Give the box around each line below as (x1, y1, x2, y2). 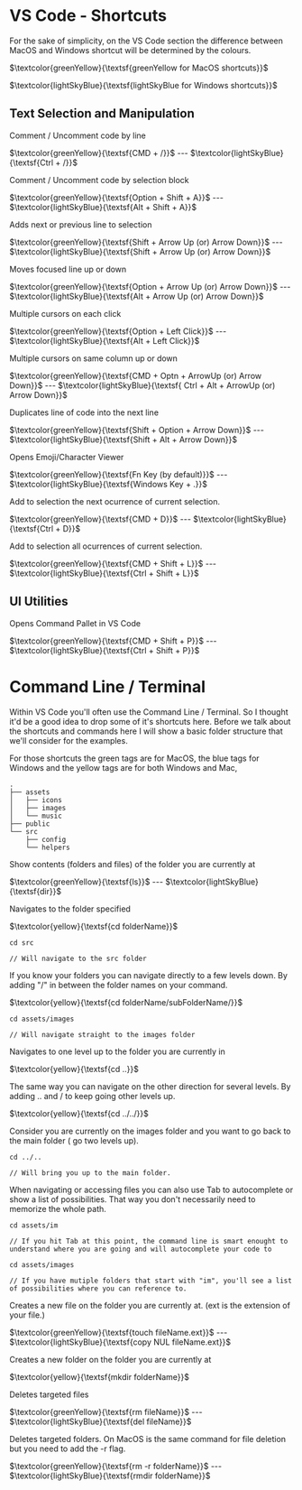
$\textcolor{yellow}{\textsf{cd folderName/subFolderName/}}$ (9, 996, 243, 1007)
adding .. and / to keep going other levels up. (9, 1090, 176, 1101)
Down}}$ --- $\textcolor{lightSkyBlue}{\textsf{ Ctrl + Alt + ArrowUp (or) (9, 380, 276, 391)
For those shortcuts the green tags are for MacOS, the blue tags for (9, 753, 260, 764)
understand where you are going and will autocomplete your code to (9, 1245, 272, 1254)
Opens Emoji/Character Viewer (9, 451, 124, 462)
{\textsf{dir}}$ (9, 885, 61, 896)
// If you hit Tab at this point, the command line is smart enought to (9, 1236, 288, 1245)
